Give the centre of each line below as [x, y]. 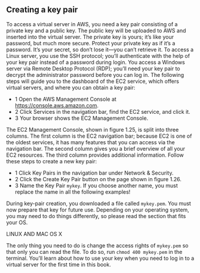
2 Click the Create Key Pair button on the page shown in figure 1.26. [98, 179]
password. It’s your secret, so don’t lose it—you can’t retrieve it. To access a [100, 49]
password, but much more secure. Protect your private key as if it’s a [91, 43]
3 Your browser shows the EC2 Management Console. [81, 118]
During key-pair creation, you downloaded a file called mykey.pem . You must [99, 203]
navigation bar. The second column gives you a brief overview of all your [96, 148]
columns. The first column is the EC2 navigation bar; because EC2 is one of [99, 136]
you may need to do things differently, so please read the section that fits [96, 216]
